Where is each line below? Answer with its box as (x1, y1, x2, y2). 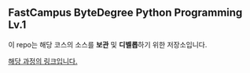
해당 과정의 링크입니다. (8, 56, 78, 65)
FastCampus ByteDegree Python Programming (8, 6, 243, 19)
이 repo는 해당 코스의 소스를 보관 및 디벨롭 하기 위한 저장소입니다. (8, 40, 208, 49)
